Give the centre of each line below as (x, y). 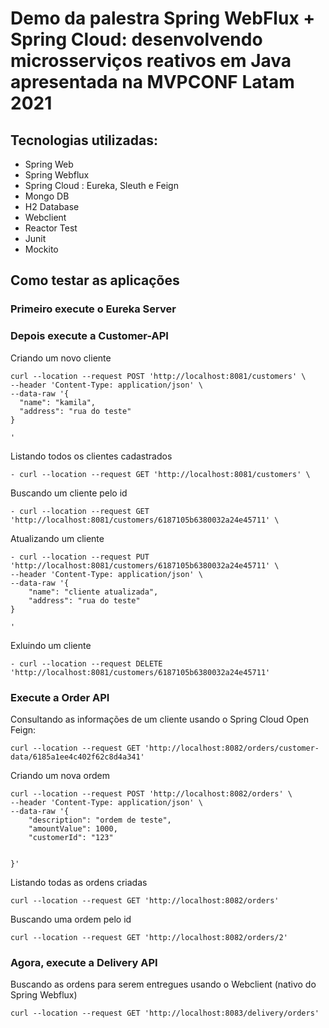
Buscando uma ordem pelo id (71, 919)
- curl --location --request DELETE (86, 663)
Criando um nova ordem (60, 775)
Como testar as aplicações (95, 280)
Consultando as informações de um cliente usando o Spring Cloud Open (159, 719)
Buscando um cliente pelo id (69, 493)
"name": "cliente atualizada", (93, 592)
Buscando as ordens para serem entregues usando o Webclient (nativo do (163, 984)
